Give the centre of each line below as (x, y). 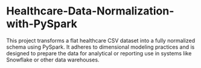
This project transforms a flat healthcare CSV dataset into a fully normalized (101, 40)
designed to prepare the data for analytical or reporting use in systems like (99, 53)
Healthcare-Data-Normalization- (90, 11)
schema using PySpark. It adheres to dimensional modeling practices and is (101, 47)
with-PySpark (42, 24)
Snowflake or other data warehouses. (53, 60)
